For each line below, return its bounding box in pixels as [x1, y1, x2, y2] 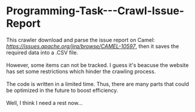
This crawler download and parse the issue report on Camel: [6, 36, 155, 43]
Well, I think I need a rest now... [6, 99, 83, 106]
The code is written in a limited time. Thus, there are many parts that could [6, 80, 189, 87]
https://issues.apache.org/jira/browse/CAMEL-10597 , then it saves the [6, 43, 179, 50]
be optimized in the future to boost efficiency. [6, 87, 118, 94]
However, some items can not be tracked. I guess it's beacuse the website [6, 61, 189, 69]
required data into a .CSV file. [6, 49, 79, 56]
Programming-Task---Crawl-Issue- [6, 4, 185, 18]
